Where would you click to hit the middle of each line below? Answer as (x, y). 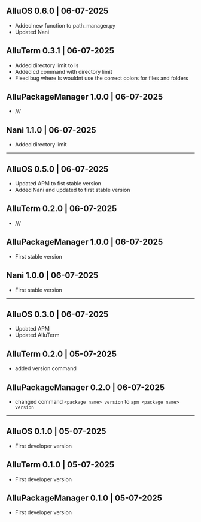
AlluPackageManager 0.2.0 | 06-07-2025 (86, 387)
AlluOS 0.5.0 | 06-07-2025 (57, 169)
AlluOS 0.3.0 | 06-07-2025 (57, 314)
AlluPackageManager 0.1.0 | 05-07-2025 (84, 498)
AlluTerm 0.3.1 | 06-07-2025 (60, 51)
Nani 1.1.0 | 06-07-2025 (51, 130)
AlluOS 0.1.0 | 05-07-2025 (56, 432)
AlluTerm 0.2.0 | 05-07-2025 (61, 354)
